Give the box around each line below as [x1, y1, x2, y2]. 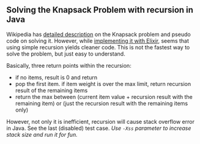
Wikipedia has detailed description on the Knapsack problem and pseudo [6, 31, 191, 38]
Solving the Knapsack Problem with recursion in [6, 5, 194, 15]
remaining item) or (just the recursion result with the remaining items [15, 99, 188, 107]
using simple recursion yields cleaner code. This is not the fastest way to [6, 43, 190, 51]
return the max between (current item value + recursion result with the [15, 93, 193, 100]
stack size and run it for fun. [6, 131, 78, 138]
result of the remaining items [15, 87, 88, 94]
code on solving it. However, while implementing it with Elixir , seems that [6, 37, 190, 45]
